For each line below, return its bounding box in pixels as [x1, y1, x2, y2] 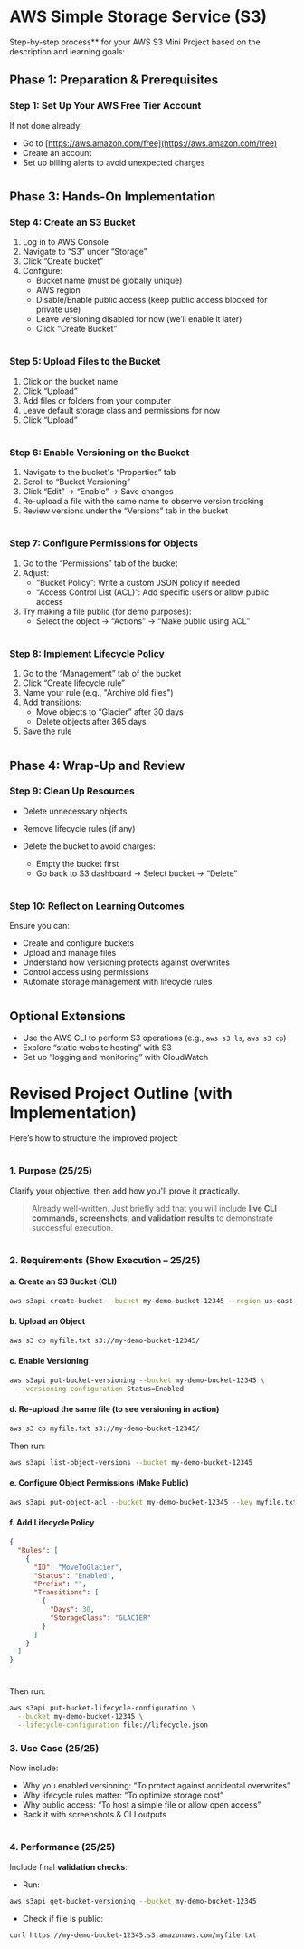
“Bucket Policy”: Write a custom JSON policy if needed [35, 577, 241, 588]
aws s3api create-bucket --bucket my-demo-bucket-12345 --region [9, 1296, 261, 1305]
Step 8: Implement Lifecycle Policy [9, 647, 165, 659]
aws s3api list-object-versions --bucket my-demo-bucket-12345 [9, 1457, 253, 1467]
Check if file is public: [22, 1913, 104, 1924]
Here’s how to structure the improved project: [9, 1132, 179, 1144]
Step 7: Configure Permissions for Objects [9, 537, 199, 550]
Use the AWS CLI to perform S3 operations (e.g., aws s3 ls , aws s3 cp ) [22, 1032, 287, 1044]
